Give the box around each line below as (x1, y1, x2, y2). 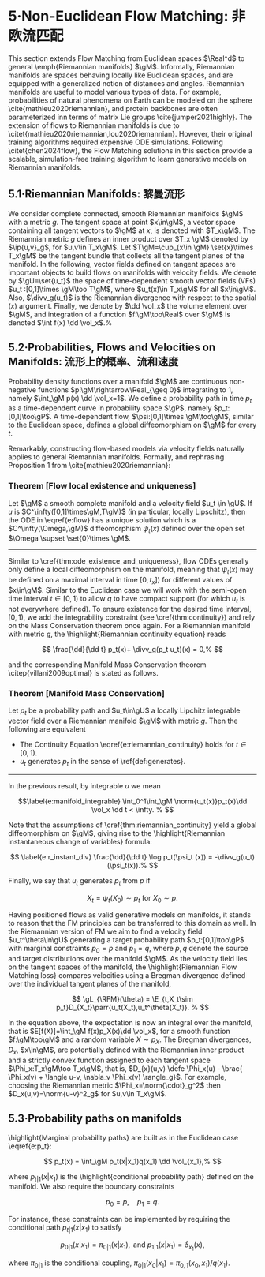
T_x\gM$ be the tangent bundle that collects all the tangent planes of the (8, 250, 244, 260)
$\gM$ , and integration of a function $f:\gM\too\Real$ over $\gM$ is (8, 309, 231, 319)
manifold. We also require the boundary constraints (8, 1182, 175, 1192)
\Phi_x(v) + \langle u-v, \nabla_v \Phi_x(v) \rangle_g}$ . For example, (8, 1072, 227, 1081)
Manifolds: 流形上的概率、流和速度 (8, 355, 179, 369)
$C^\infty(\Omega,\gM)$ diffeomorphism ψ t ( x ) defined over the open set (8, 523, 245, 535)
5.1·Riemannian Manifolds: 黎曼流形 (8, 187, 185, 201)
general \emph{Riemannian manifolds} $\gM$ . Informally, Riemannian (8, 62, 235, 71)
